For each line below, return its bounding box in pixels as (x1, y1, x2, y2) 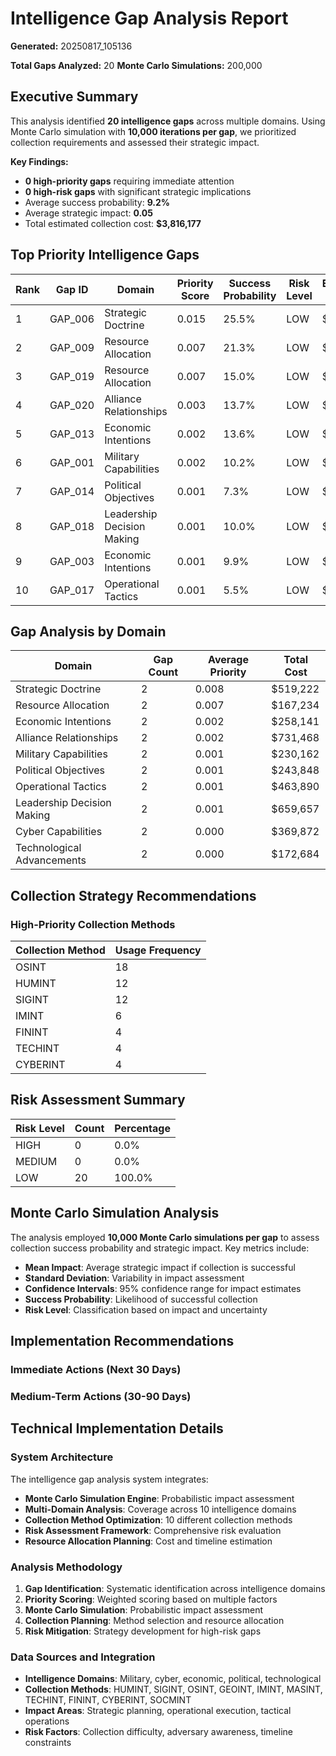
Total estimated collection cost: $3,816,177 (24, 217, 202, 229)
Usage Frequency (114, 943, 202, 957)
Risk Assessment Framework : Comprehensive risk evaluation (24, 1524, 282, 1536)
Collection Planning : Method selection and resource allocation (24, 1614, 285, 1626)
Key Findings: (10, 155, 69, 167)
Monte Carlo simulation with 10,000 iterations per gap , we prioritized (10, 125, 297, 137)
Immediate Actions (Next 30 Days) (10, 1363, 182, 1376)
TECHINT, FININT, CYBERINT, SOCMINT (24, 1694, 192, 1706)
